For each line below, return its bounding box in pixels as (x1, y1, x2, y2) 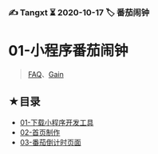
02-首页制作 (19, 127, 61, 137)
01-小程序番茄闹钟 (8, 42, 129, 60)
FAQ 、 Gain (27, 69, 64, 79)
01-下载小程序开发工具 (19, 117, 94, 127)
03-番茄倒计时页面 (19, 137, 81, 147)
